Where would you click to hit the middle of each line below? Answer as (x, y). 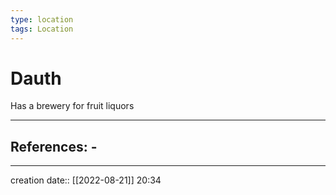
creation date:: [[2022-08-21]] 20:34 (86, 180)
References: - (54, 146)
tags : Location (42, 29)
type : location (42, 19)
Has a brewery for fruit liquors (72, 106)
